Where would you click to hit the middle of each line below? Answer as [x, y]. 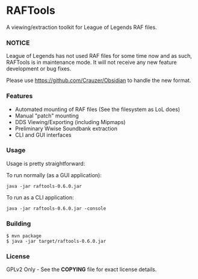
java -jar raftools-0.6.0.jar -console [56, 208]
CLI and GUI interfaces [43, 135]
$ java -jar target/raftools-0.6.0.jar [56, 242]
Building [19, 224]
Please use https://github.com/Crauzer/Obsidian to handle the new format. [99, 80]
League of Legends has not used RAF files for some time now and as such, [99, 56]
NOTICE [18, 43]
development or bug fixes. [39, 69]
